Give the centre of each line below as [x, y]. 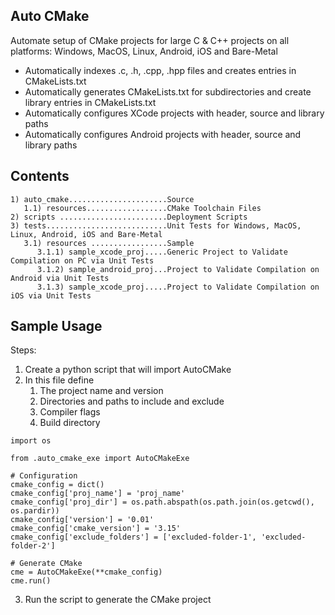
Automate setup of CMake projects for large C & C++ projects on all [150, 40]
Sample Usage [56, 326]
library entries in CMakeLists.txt [90, 102]
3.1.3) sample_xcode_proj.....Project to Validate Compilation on [178, 287]
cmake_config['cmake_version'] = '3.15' [96, 529]
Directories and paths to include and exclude [132, 401]
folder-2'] [33, 546]
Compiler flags [70, 412]
